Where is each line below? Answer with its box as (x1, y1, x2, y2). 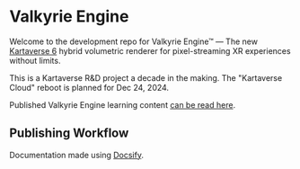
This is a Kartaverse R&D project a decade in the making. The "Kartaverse (9, 72, 283, 83)
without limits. (9, 55, 61, 66)
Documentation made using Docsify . (9, 149, 144, 160)
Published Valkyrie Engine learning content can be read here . (9, 99, 236, 110)
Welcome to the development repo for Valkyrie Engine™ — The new (9, 36, 259, 47)
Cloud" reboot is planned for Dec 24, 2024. (9, 82, 169, 93)
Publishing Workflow (9, 126, 129, 141)
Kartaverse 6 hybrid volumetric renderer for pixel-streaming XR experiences (9, 45, 291, 56)
